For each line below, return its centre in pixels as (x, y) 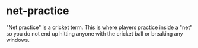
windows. (18, 40)
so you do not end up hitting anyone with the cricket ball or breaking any (95, 33)
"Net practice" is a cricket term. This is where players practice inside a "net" (99, 27)
